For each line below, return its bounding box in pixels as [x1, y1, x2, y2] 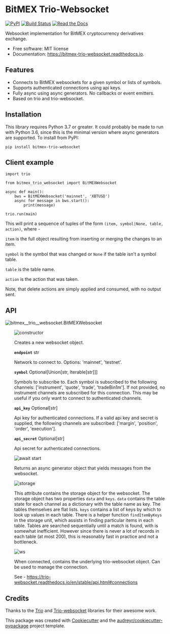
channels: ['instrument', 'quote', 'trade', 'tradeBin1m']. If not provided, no [14, 384, 165, 390]
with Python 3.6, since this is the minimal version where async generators [5, 129, 159, 135]
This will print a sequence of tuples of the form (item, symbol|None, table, [5, 220, 163, 227]
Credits [5, 594, 29, 602]
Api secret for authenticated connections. [14, 445, 101, 451]
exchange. [5, 36, 27, 42]
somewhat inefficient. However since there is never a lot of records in [14, 528, 160, 534]
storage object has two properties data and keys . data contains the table [14, 496, 165, 502]
